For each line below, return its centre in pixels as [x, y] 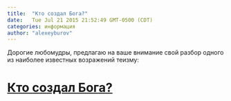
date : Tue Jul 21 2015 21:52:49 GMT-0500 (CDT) [80, 20]
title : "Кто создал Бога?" [48, 13]
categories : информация [41, 26]
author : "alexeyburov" [40, 33]
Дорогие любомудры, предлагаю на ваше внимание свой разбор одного [115, 53]
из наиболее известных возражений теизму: [73, 60]
